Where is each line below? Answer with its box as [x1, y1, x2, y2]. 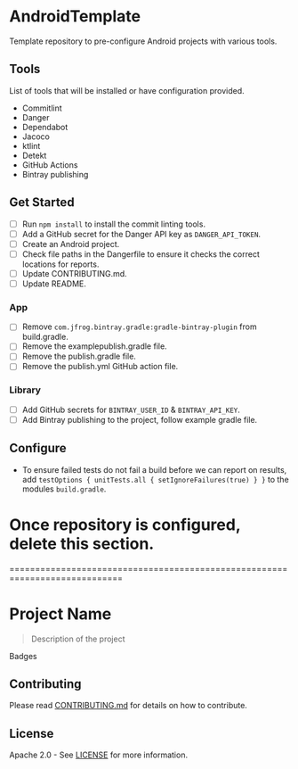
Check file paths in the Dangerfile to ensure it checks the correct [21, 248, 260, 260]
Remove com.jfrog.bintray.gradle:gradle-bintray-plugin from [21, 321, 257, 332]
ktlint [21, 140, 41, 151]
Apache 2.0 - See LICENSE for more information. [9, 749, 189, 760]
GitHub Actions [21, 159, 78, 170]
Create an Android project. [21, 238, 120, 249]
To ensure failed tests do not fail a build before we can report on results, [21, 464, 287, 475]
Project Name [9, 604, 112, 624]
